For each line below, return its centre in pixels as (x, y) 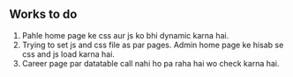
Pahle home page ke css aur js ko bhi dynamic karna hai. (125, 35)
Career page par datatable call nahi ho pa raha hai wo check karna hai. (150, 63)
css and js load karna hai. (68, 54)
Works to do (43, 14)
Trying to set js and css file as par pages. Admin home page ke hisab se (153, 45)
